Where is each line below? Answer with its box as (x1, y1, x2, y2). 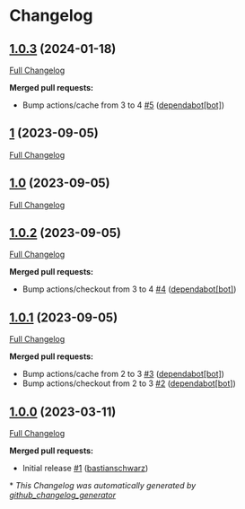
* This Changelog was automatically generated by (9, 480, 197, 491)
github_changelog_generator (9, 490, 117, 501)
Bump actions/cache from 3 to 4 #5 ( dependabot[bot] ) (22, 100, 225, 110)
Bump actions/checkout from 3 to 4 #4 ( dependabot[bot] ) (22, 284, 237, 294)
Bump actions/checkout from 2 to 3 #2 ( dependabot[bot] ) (22, 378, 236, 389)
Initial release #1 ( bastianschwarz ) (22, 463, 149, 474)
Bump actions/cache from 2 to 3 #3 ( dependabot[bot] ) (22, 369, 224, 380)
